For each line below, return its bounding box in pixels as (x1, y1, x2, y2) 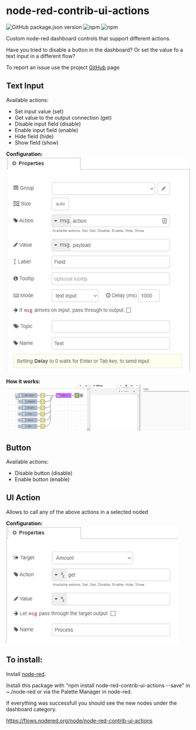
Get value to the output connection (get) (14, 114, 112, 121)
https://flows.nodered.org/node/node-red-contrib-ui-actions (6, 717, 153, 724)
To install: (6, 655, 43, 665)
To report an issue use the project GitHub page (6, 63, 120, 71)
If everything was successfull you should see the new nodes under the (6, 699, 177, 707)
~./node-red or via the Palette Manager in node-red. (6, 688, 132, 695)
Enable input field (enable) (14, 126, 79, 133)
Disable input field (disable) (14, 120, 81, 127)
